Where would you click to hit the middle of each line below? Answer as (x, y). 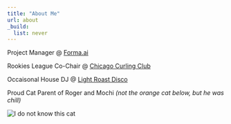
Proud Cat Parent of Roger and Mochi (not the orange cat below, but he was (116, 93)
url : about (23, 20)
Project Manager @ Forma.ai (48, 53)
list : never (31, 33)
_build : (18, 26)
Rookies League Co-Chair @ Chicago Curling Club (79, 66)
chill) (14, 100)
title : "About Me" (34, 14)
